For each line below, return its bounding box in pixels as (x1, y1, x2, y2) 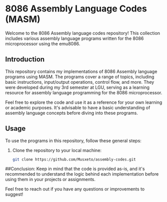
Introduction (5, 55, 45, 64)
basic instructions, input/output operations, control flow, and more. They (5, 79, 154, 85)
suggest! (5, 192, 23, 198)
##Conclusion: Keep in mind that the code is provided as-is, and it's (5, 166, 145, 172)
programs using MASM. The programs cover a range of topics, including (5, 73, 154, 80)
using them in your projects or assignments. (5, 177, 96, 183)
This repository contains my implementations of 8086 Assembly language (5, 68, 157, 74)
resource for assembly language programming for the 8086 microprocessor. (5, 89, 162, 95)
